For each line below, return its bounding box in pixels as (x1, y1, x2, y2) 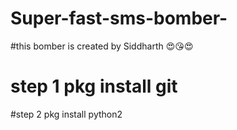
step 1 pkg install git (10, 75, 178, 98)
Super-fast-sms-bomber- (10, 7, 228, 30)
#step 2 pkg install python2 (10, 108, 123, 120)
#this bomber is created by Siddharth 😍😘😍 (10, 40, 194, 52)
